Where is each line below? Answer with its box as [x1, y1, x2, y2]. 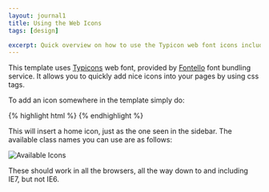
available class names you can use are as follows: [8, 135, 173, 145]
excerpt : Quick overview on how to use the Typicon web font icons [8, 41, 239, 49]
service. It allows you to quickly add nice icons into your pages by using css [8, 71, 259, 81]
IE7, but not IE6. [8, 174, 60, 184]
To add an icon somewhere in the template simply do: [8, 95, 185, 105]
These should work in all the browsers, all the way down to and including [8, 166, 248, 176]
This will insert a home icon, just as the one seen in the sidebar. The [8, 126, 232, 136]
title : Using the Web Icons [8, 19, 102, 27]
